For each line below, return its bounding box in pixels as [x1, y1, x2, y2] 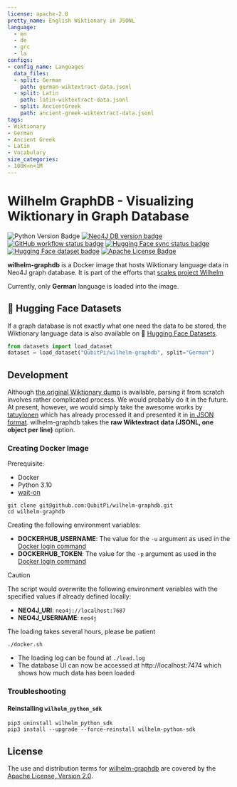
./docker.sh [7, 641, 43, 648]
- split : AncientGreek [14, 103, 81, 110]
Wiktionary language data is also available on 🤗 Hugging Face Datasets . [7, 328, 218, 338]
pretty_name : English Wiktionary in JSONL [7, 17, 135, 24]
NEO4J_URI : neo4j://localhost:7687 [17, 606, 126, 615]
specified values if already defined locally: [7, 592, 132, 601]
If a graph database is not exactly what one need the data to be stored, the [7, 321, 226, 330]
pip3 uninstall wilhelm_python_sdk [7, 719, 113, 727]
